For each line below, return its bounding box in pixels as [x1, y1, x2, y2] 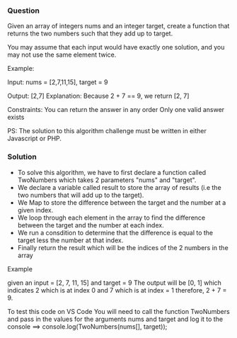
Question [7, 6, 40, 16]
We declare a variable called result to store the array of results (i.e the [17, 183, 221, 191]
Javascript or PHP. [7, 134, 62, 143]
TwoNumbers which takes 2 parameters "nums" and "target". [17, 176, 197, 184]
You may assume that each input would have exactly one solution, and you [7, 43, 225, 52]
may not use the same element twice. [7, 50, 117, 59]
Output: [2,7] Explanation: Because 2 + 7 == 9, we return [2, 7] [7, 91, 190, 101]
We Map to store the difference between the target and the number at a [17, 198, 226, 207]
